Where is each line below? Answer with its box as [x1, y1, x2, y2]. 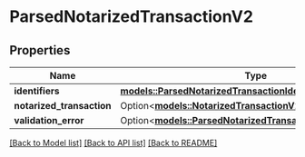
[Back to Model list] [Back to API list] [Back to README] [9, 138, 218, 148]
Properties [9, 43, 71, 58]
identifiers [14, 84, 60, 97]
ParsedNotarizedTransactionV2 [9, 6, 254, 27]
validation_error [14, 114, 84, 126]
